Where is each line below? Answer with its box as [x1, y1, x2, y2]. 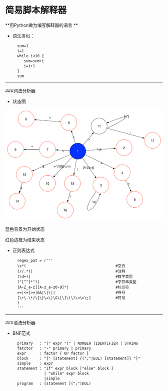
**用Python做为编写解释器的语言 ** [5, 22, 78, 28]
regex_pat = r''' [17, 258, 53, 263]
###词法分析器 [5, 87, 36, 93]
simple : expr [17, 361, 53, 366]
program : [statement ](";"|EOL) [17, 381, 91, 386]
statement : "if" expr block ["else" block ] [17, 366, 113, 371]
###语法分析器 [5, 319, 36, 325]
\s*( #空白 [17, 263, 126, 269]
